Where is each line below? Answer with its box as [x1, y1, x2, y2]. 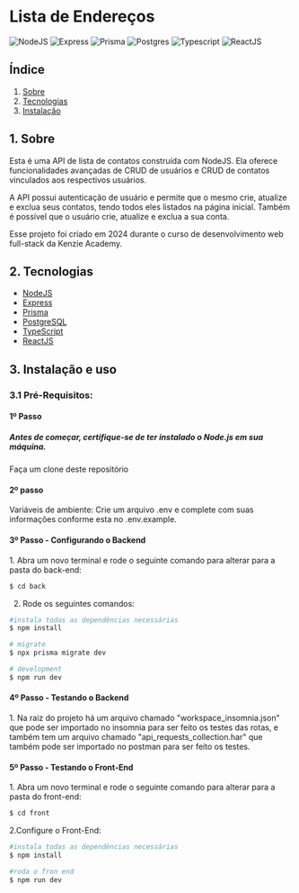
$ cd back [9, 582, 47, 591]
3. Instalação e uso [9, 362, 117, 377]
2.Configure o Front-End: [9, 825, 101, 836]
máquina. [9, 441, 47, 452]
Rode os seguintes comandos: [22, 598, 135, 609]
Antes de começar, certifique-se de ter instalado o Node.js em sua [9, 431, 263, 442]
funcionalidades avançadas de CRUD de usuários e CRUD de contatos [9, 165, 270, 176]
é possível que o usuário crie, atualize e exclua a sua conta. [9, 211, 230, 221]
